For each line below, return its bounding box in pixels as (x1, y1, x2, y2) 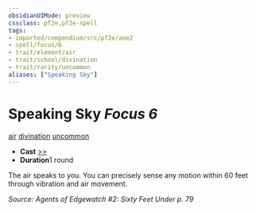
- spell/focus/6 (8, 41, 62, 49)
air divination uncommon (8, 131, 90, 141)
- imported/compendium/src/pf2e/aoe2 (8, 33, 134, 42)
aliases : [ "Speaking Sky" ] (8, 71, 98, 79)
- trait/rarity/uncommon (8, 64, 91, 71)
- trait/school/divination (8, 56, 98, 64)
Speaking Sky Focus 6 (8, 105, 158, 123)
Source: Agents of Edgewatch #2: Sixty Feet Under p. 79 (8, 194, 194, 203)
